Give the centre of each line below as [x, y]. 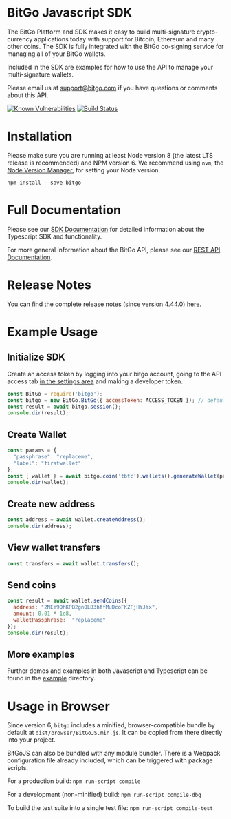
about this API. [28, 95]
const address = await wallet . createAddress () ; [77, 520]
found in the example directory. [52, 678]
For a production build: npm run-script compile [74, 781]
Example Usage [53, 332]
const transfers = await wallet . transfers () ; [73, 563]
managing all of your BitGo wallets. [56, 54]
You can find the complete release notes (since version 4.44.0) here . [104, 304]
